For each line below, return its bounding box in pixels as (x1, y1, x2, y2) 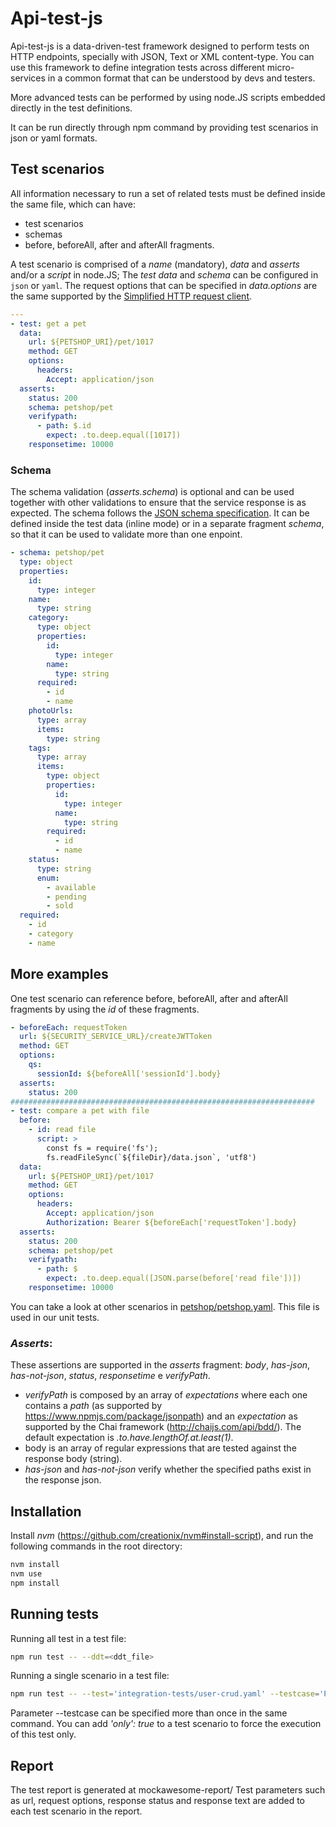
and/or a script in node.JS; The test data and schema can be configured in (10, 268, 319, 281)
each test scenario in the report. (10, 1805, 143, 1817)
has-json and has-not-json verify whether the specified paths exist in (24, 1463, 312, 1476)
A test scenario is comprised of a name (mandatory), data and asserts (10, 258, 300, 270)
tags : (28, 743, 52, 753)
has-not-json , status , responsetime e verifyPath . (10, 1370, 211, 1382)
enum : (36, 873, 60, 883)
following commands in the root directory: (10, 1540, 183, 1552)
